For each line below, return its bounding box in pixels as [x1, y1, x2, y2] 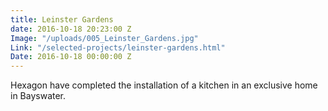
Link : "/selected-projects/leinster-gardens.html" [10, 42, 226, 53]
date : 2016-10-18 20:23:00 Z [10, 24, 132, 34]
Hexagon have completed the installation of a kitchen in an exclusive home [10, 79, 318, 91]
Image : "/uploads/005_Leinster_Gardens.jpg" [10, 33, 199, 43]
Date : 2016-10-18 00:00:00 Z [10, 52, 132, 62]
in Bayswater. [10, 90, 67, 102]
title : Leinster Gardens [10, 14, 114, 25]
